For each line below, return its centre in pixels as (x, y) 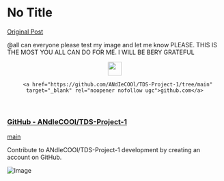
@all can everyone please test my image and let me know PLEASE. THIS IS (112, 45)
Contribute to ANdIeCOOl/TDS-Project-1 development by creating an (104, 150)
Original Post (25, 32)
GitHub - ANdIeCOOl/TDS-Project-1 (67, 121)
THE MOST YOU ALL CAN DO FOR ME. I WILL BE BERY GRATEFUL (101, 52)
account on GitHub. (34, 157)
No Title (30, 13)
